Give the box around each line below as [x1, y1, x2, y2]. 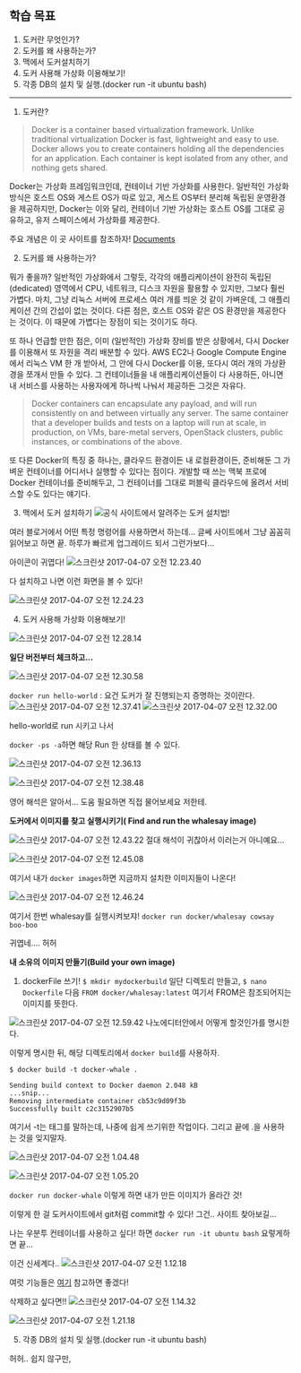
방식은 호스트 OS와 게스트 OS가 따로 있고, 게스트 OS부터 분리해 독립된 [9, 192, 255, 203]
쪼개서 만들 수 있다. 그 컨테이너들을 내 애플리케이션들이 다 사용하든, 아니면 [25, 368, 284, 379]
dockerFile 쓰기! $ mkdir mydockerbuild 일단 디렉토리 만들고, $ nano [21, 975, 267, 986]
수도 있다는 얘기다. [25, 488, 91, 499]
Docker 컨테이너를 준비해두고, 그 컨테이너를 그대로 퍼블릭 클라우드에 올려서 [9, 477, 273, 488]
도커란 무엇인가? [21, 34, 81, 45]
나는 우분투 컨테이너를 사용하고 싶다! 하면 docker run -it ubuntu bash [9, 1227, 260, 1239]
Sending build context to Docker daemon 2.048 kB [9, 1081, 199, 1090]
